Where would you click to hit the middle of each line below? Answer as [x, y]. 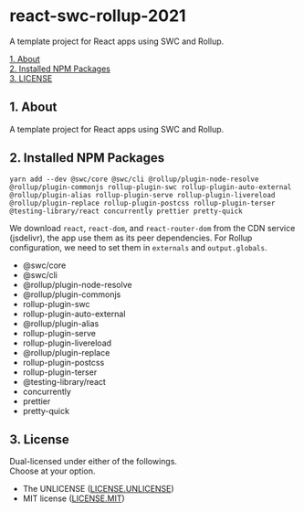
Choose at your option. [52, 471]
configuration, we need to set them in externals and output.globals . [138, 247]
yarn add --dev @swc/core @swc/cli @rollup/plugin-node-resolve [134, 179]
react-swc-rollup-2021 [98, 16]
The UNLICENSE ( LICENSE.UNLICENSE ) [99, 489]
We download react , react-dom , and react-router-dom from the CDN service [152, 228]
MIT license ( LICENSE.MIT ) [73, 498]
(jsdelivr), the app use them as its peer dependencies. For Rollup [131, 238]
